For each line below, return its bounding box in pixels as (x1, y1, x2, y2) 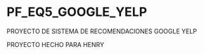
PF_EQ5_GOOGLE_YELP (6, 4, 148, 20)
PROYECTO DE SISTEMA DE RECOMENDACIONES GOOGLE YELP (6, 27, 198, 35)
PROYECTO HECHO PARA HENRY (6, 40, 105, 48)
